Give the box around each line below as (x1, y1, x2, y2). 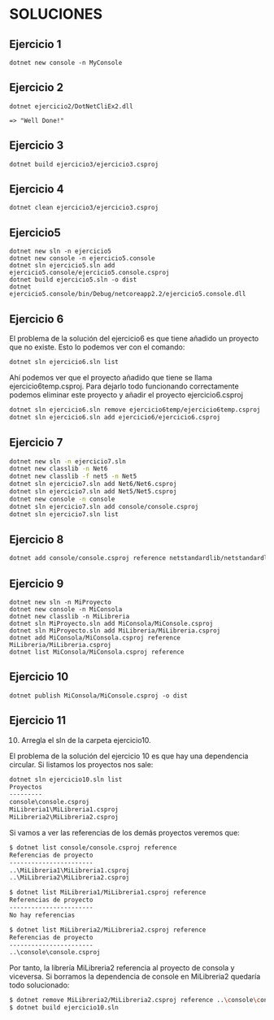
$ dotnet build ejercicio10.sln (9, 1004, 119, 1012)
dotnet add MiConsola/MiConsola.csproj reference (9, 634, 181, 642)
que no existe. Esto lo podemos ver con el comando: (9, 342, 185, 352)
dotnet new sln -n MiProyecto (9, 598, 112, 606)
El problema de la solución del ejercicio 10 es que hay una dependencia (9, 751, 249, 761)
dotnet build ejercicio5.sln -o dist (9, 276, 137, 284)
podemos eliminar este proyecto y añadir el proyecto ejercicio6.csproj (9, 389, 243, 399)
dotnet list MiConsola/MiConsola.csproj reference (9, 648, 185, 656)
